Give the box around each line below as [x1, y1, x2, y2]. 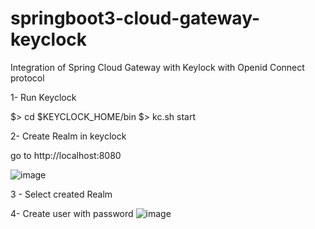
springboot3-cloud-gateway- [10, 7, 260, 30]
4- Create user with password [10, 207, 134, 219]
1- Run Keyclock [10, 91, 77, 103]
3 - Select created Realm [10, 188, 113, 200]
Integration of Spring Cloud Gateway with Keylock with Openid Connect [10, 61, 305, 73]
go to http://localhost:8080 [10, 149, 122, 161]
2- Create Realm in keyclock [10, 130, 127, 142]
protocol [10, 72, 45, 84]
